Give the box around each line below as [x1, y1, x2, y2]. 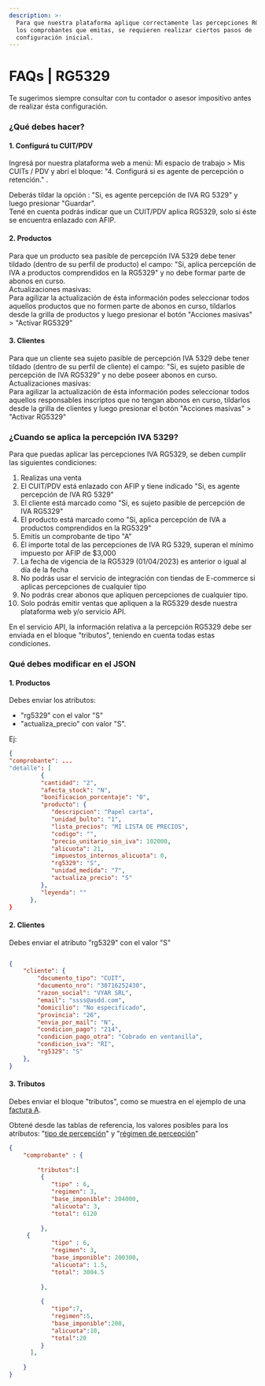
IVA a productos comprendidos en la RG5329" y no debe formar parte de [9, 268, 246, 277]
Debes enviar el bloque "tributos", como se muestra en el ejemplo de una [9, 1096, 246, 1106]
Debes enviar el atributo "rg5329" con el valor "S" [9, 937, 171, 947]
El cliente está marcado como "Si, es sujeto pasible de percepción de [20, 498, 246, 508]
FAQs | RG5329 [9, 68, 111, 85]
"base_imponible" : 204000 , [50, 1196, 140, 1203]
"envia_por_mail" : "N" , [37, 1018, 115, 1026]
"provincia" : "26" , [37, 1011, 101, 1019]
